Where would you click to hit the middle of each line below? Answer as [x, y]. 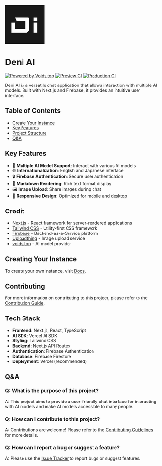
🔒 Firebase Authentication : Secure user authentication [68, 176]
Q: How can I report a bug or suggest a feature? [62, 447]
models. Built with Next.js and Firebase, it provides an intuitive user [73, 90]
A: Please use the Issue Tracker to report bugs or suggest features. [73, 458]
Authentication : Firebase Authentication [53, 351]
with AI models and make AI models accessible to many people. [69, 406]
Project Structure [29, 133]
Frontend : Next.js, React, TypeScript [49, 330]
